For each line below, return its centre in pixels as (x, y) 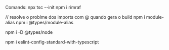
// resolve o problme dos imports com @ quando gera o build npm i (75, 17)
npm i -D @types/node (29, 32)
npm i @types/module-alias (45, 22)
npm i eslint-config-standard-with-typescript (52, 42)
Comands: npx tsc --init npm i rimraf (43, 7)
